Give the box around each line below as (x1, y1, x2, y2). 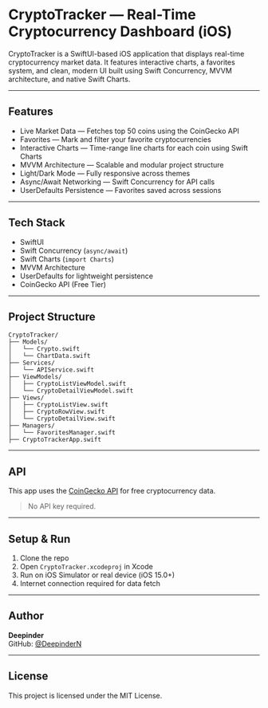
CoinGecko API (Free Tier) (19, 279, 106, 289)
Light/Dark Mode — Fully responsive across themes (19, 168, 191, 178)
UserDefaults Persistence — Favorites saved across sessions (19, 185, 222, 195)
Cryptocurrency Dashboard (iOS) (8, 22, 233, 41)
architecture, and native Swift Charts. (8, 74, 131, 84)
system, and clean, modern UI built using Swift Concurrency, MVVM (8, 65, 233, 75)
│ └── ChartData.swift (8, 352, 91, 360)
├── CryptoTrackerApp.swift (8, 436, 102, 444)
